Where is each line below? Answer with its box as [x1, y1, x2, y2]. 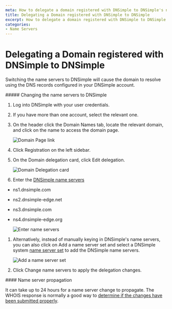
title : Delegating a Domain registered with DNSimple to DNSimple [5, 12, 150, 17]
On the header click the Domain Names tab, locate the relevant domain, [12, 121, 164, 128]
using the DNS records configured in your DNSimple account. [5, 82, 135, 88]
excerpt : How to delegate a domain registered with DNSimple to [5, 17, 145, 22]
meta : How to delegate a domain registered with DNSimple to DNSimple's [5, 7, 164, 13]
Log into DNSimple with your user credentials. [12, 102, 110, 108]
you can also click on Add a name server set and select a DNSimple [12, 242, 156, 248]
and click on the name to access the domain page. [12, 127, 119, 133]
